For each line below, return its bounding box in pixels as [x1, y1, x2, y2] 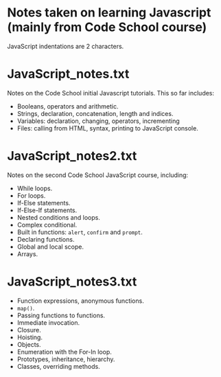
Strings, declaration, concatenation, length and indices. [16, 109, 174, 117]
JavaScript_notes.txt [7, 67, 130, 82]
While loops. [16, 184, 53, 192]
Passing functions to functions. [16, 311, 105, 319]
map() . [16, 304, 35, 312]
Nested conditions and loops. [16, 213, 101, 221]
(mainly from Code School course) [7, 19, 207, 35]
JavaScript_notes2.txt [7, 148, 137, 164]
